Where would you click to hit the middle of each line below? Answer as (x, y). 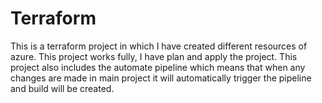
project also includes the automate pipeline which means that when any (158, 67)
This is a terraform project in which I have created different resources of (159, 46)
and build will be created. (62, 88)
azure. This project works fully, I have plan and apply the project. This (154, 56)
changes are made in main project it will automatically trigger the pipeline (161, 78)
